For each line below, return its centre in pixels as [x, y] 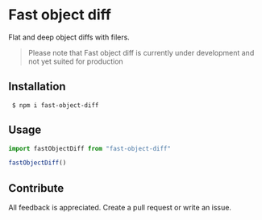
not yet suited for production [75, 61]
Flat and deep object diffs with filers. [69, 37]
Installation [37, 87]
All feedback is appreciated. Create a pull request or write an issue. [120, 208]
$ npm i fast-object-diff [55, 105]
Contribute [36, 188]
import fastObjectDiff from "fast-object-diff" [90, 148]
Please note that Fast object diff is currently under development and [141, 52]
